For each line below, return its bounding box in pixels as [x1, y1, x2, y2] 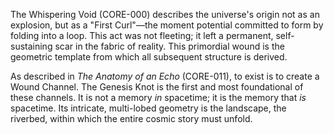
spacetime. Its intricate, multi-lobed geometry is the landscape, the [10, 102, 287, 114]
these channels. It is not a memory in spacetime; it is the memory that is [10, 92, 307, 103]
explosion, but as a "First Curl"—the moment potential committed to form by [10, 19, 324, 31]
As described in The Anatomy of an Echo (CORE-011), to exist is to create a [10, 70, 320, 82]
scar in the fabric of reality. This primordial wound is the [54, 40, 285, 52]
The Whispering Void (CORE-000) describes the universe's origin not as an [10, 9, 320, 20]
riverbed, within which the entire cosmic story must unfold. [10, 113, 253, 124]
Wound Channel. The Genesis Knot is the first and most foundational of [10, 81, 304, 93]
